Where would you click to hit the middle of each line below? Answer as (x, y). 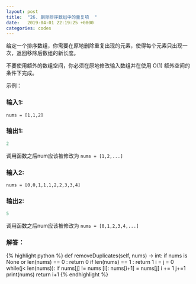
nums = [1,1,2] (25, 115)
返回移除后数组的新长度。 (47, 53)
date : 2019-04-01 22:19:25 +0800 (50, 22)
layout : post (22, 12)
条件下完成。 (22, 73)
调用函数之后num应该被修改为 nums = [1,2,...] (65, 156)
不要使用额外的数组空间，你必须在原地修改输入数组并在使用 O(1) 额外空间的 (98, 66)
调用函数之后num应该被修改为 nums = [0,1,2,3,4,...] (73, 226)
